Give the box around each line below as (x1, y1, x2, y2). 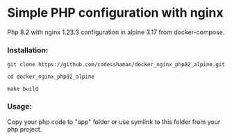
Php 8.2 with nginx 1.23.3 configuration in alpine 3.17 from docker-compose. (7, 28, 225, 36)
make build (7, 86, 39, 93)
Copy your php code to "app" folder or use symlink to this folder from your (7, 117, 221, 126)
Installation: (7, 45, 49, 55)
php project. (7, 125, 42, 133)
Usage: (7, 102, 33, 111)
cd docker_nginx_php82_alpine (7, 73, 95, 81)
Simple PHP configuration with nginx (7, 5, 224, 21)
